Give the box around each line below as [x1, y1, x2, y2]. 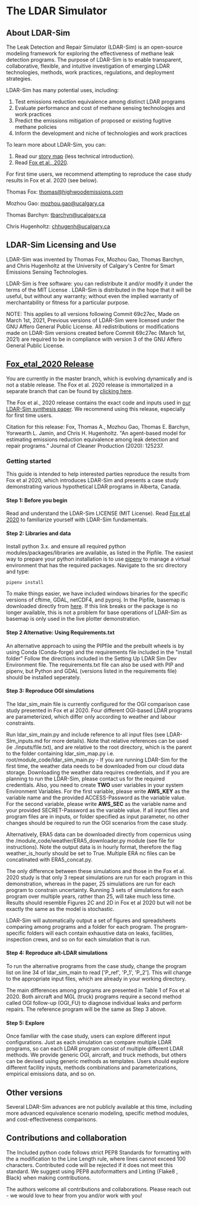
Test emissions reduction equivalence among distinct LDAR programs [14, 98, 185, 105]
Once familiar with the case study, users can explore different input [6, 1032, 170, 1040]
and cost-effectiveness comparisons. [6, 1115, 98, 1123]
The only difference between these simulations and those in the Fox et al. [6, 867, 186, 874]
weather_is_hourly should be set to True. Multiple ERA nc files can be [6, 849, 176, 856]
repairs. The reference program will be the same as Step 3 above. [6, 1005, 167, 1013]
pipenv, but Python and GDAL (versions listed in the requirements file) [6, 667, 177, 675]
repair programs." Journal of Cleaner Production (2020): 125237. [6, 442, 165, 449]
